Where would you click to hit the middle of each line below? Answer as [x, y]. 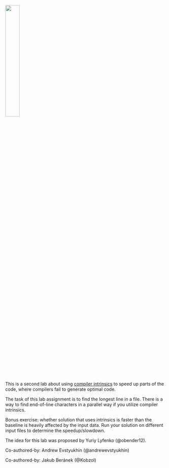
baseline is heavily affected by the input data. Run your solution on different [84, 425]
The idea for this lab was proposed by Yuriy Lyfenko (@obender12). [76, 440]
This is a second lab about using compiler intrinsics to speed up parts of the [85, 384]
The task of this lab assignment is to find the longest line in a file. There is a [84, 399]
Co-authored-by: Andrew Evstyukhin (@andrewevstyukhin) [67, 450]
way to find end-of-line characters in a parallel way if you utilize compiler [82, 404]
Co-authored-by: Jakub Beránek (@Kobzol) [51, 460]
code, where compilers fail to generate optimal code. [60, 389]
